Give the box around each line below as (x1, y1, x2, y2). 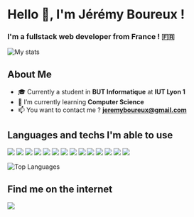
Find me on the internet (7, 183, 112, 195)
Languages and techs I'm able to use (7, 129, 173, 141)
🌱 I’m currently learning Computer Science (17, 98, 144, 106)
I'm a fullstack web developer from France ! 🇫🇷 (7, 32, 175, 42)
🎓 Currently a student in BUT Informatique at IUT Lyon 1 (17, 88, 186, 96)
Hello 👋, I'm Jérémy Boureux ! (7, 6, 185, 23)
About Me (7, 68, 52, 80)
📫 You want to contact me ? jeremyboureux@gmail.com (17, 106, 187, 114)
